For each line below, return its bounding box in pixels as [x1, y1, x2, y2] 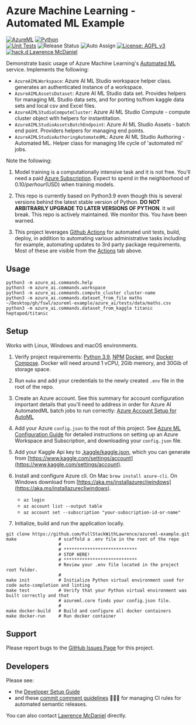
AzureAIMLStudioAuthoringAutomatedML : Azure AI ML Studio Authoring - [14, 133, 185, 140]
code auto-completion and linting [6, 582, 91, 588]
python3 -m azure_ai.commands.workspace [6, 285, 106, 290]
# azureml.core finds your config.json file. [58, 597, 171, 604]
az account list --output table [23, 503, 102, 509]
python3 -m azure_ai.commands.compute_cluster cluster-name [6, 290, 156, 296]
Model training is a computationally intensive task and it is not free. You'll [14, 168, 191, 175]
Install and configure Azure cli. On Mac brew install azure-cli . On [14, 472, 177, 479]
